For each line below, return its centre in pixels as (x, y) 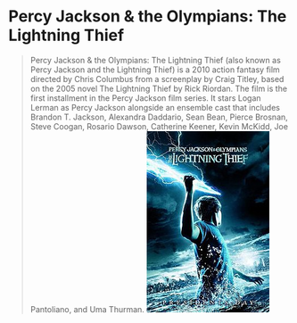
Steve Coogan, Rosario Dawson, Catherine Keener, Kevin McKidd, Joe (159, 126)
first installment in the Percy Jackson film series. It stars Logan (145, 98)
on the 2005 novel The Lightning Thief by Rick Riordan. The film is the (158, 88)
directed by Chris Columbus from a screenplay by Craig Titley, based (157, 79)
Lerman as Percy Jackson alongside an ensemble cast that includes (155, 107)
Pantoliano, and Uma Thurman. (87, 309)
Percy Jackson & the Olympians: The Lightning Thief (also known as (156, 60)
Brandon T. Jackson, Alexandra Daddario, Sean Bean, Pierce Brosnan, (159, 117)
